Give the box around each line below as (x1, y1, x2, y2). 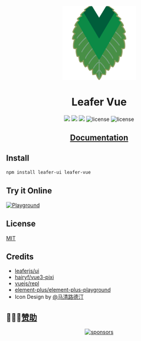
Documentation (70, 133, 129, 143)
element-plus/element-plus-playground (14, 286, 111, 294)
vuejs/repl (14, 280, 40, 287)
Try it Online (6, 186, 52, 196)
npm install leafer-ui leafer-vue (6, 170, 91, 176)
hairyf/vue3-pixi (14, 273, 54, 281)
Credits (6, 252, 34, 262)
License (6, 219, 36, 229)
